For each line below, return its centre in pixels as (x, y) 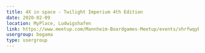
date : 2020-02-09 (28, 18)
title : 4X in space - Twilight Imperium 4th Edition (75, 12)
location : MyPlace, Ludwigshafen (49, 23)
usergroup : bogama (30, 35)
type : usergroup (27, 40)
